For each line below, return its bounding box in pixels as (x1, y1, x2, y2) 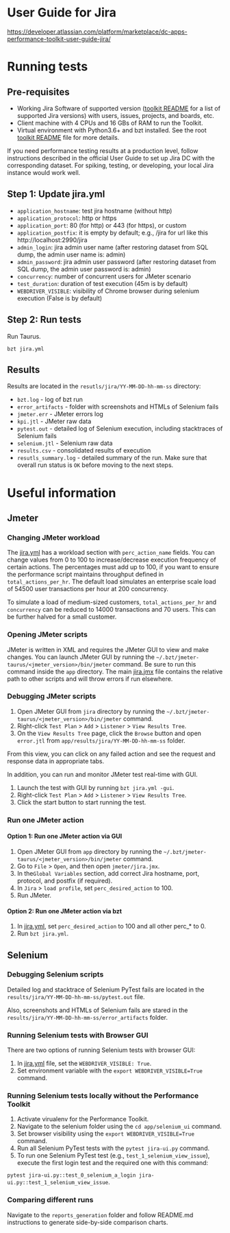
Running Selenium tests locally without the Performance (7, 1091, 199, 1101)
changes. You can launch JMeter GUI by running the (7, 653, 155, 661)
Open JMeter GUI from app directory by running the (16, 847, 162, 855)
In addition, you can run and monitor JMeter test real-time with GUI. (7, 770, 198, 778)
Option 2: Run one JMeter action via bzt (7, 907, 122, 915)
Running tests (7, 59, 88, 75)
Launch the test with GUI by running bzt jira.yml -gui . (16, 783, 175, 791)
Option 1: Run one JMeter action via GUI (7, 832, 123, 841)
